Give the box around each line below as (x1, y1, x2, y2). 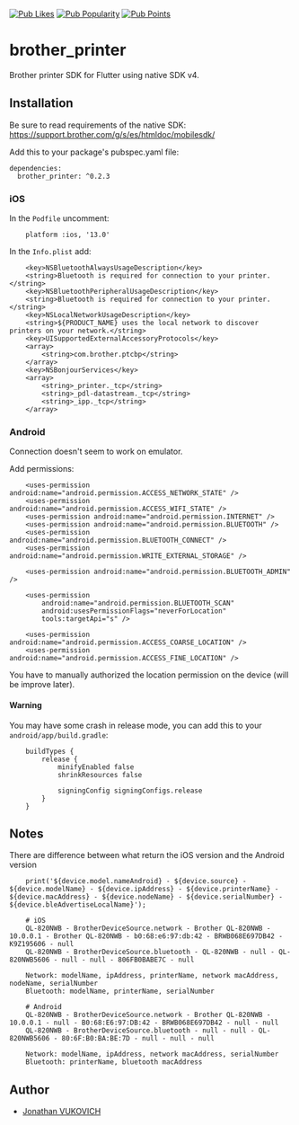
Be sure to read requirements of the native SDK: (9, 120, 187, 130)
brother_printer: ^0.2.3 (17, 172, 110, 181)
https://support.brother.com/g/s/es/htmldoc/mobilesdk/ (9, 128, 215, 139)
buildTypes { (25, 747, 75, 756)
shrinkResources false (57, 770, 143, 779)
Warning (9, 699, 42, 710)
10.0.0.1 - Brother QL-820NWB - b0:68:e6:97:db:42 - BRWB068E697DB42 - (9, 932, 283, 941)
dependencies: (9, 164, 63, 173)
